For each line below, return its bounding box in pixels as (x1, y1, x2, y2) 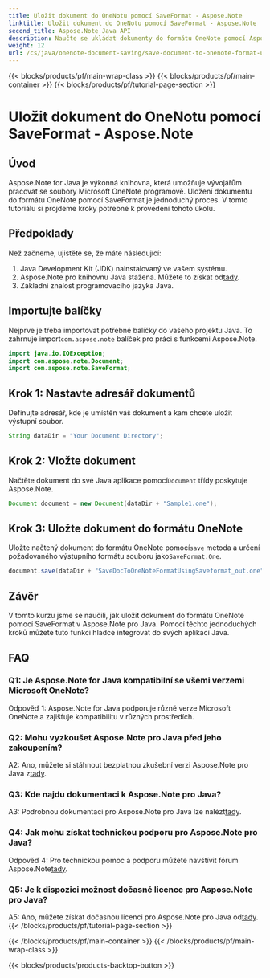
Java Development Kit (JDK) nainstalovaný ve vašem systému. (19, 263, 227, 273)
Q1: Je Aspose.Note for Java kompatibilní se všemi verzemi (8, 675, 245, 687)
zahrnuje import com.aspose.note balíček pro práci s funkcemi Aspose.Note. (8, 334, 257, 344)
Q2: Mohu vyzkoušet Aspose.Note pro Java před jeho (8, 731, 223, 743)
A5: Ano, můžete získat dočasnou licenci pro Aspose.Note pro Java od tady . (8, 912, 259, 922)
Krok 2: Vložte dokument (8, 454, 137, 468)
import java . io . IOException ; (8, 349, 106, 357)
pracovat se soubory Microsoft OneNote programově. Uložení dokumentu (8, 186, 252, 196)
